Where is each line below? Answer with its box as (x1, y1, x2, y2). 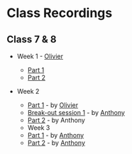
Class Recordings (6, 5, 113, 21)
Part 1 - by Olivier (27, 101, 79, 109)
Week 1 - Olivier (16, 52, 64, 60)
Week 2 (16, 87, 40, 95)
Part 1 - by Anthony (27, 131, 84, 139)
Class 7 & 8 (6, 33, 57, 45)
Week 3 (27, 123, 50, 132)
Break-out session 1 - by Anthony (27, 109, 126, 116)
